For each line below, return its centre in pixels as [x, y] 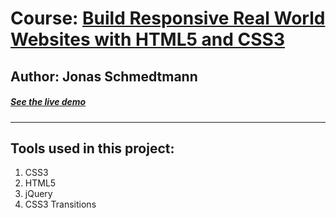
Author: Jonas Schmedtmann [104, 76]
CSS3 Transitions [60, 204]
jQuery [38, 194]
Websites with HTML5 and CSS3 [148, 39]
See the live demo [48, 102]
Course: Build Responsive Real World [168, 18]
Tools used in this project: [92, 148]
